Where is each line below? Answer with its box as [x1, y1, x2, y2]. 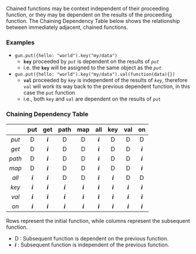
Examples [6, 38, 35, 46]
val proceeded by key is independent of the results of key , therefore [23, 76, 188, 84]
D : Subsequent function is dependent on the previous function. [14, 235, 168, 242]
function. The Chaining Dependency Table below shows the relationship [6, 18, 180, 24]
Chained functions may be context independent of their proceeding [6, 5, 169, 12]
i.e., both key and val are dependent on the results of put [23, 95, 161, 102]
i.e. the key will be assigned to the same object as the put [23, 64, 162, 71]
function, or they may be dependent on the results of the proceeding [6, 11, 172, 18]
